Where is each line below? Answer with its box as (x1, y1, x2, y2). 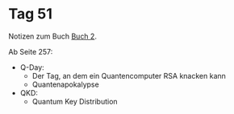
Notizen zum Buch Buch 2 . (8, 31, 97, 41)
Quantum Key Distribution (31, 96, 119, 106)
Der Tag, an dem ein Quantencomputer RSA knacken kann (31, 71, 226, 80)
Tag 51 (8, 5, 52, 23)
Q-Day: (19, 62, 44, 72)
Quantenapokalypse (31, 79, 99, 89)
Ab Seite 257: (8, 47, 53, 56)
